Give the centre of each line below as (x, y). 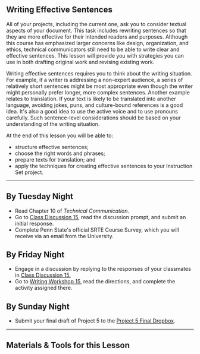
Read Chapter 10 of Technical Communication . (72, 211)
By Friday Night (35, 255)
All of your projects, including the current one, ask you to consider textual (96, 24)
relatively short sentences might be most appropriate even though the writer (100, 86)
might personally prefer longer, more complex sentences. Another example (98, 92)
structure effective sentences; (52, 147)
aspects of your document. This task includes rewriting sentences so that (96, 30)
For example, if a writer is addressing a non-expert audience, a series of (95, 80)
